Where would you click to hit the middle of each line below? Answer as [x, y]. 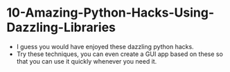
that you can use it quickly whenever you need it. [87, 61]
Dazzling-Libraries [61, 27]
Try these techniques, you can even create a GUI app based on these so [120, 54]
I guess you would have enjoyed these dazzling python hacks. [105, 46]
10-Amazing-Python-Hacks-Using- [110, 13]
